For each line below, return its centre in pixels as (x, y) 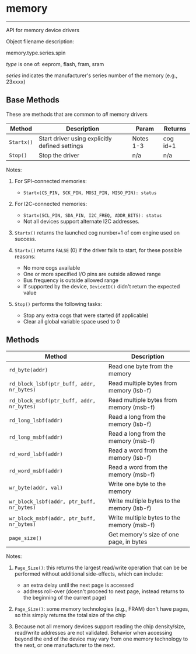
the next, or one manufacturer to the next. (65, 645)
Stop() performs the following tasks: (58, 304)
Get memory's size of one (144, 534)
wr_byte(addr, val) (36, 488)
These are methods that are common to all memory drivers (77, 114)
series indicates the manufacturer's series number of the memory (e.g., (92, 75)
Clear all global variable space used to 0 (71, 321)
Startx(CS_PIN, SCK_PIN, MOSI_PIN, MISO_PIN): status (90, 193)
